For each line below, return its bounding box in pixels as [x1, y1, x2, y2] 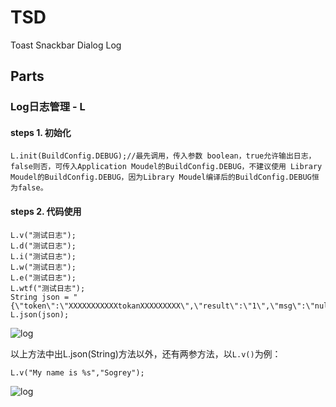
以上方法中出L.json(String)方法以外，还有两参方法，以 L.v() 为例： [10, 347, 282, 360]
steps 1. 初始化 [10, 126, 72, 138]
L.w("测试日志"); [10, 262, 77, 272]
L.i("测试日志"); [10, 251, 77, 261]
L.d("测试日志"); [10, 241, 77, 251]
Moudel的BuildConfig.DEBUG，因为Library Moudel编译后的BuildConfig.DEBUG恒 [10, 172, 320, 183]
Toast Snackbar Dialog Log [10, 39, 122, 51]
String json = [10, 292, 70, 302]
